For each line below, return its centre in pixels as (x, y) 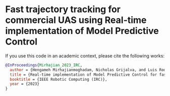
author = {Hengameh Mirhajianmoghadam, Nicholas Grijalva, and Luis (83, 70)
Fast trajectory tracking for (63, 9)
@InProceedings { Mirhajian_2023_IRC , (44, 65)
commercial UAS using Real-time (76, 20)
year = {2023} (25, 84)
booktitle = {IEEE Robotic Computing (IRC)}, (59, 79)
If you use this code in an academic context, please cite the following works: (85, 56)
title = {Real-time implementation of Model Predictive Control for (83, 75)
